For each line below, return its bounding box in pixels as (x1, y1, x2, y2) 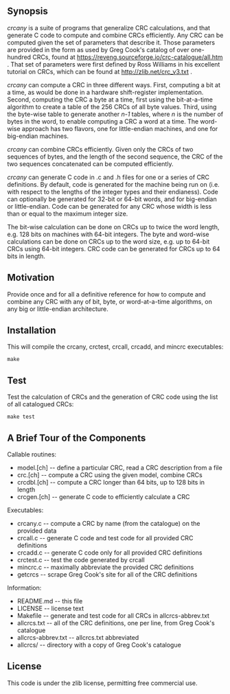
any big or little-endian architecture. (7, 305, 108, 313)
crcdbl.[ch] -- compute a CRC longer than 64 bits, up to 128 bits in (16, 478, 205, 487)
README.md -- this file (16, 597, 83, 605)
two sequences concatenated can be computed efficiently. (7, 159, 174, 167)
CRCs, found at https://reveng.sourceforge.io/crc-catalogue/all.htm (32, 53, 223, 61)
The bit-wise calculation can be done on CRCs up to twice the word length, (7, 222, 220, 231)
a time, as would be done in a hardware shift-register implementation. (7, 88, 204, 96)
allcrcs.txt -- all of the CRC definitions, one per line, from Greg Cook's (16, 619, 215, 627)
